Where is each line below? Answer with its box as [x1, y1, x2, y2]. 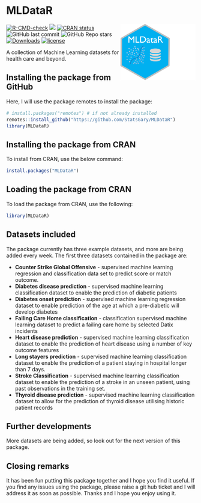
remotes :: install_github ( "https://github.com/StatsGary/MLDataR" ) [6, 117, 176, 123]
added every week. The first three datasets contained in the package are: [6, 252, 188, 259]
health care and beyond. [6, 55, 67, 62]
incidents [14, 327, 38, 334]
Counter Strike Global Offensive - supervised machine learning [14, 263, 173, 270]
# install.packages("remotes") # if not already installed [6, 110, 157, 116]
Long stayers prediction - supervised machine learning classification [14, 353, 187, 360]
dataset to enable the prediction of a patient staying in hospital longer [14, 359, 187, 367]
